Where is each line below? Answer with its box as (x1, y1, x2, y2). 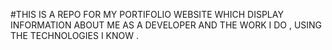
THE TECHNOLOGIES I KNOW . (10, 30, 140, 41)
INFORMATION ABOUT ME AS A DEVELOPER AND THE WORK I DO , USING (10, 19, 323, 31)
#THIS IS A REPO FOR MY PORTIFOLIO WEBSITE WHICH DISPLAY (10, 9, 284, 20)
